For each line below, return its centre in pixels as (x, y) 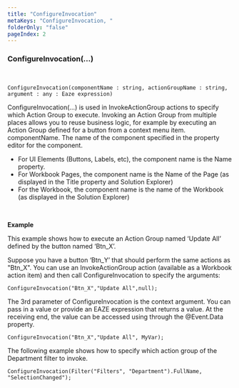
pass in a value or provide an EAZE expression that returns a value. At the (115, 309)
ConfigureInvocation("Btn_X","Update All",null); (83, 288)
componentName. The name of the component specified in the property (113, 137)
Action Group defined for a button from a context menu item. (97, 130)
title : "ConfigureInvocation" (52, 14)
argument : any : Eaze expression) (60, 94)
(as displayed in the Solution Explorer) (73, 197)
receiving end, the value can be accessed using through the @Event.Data (115, 317)
